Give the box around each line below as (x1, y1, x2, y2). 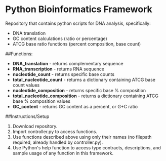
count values (12, 82, 40, 88)
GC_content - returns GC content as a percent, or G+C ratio (12, 103, 138, 109)
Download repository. (12, 123, 58, 129)
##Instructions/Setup (5, 113, 50, 119)
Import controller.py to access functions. (12, 128, 98, 135)
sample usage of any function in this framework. (12, 150, 114, 156)
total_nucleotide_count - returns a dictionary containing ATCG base (12, 76, 156, 83)
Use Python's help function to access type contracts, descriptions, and (12, 144, 161, 150)
